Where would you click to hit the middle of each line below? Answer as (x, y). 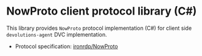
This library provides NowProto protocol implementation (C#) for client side (99, 28)
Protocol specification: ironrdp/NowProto (67, 46)
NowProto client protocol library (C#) (102, 11)
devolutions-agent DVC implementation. (57, 34)
